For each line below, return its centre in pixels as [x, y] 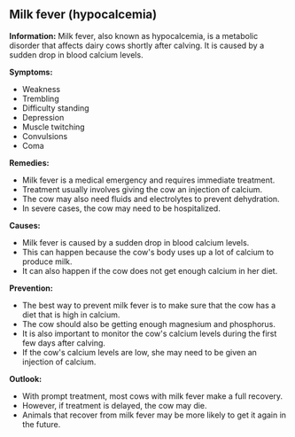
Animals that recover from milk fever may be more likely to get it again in [154, 415]
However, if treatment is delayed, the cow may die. [114, 405]
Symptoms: [31, 72]
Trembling [40, 98]
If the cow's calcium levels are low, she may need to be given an [139, 352]
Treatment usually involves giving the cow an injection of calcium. [142, 189]
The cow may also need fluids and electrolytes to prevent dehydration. [151, 199]
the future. [41, 424]
